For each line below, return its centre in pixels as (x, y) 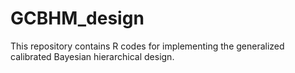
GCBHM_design (77, 18)
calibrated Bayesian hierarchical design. (92, 56)
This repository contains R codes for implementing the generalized (147, 46)
